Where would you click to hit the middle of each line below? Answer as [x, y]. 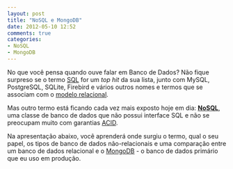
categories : [24, 40]
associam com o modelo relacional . [58, 94]
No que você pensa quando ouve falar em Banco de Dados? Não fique [109, 72]
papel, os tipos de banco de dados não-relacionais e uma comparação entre [117, 143]
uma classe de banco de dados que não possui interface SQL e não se [109, 115]
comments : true [29, 33]
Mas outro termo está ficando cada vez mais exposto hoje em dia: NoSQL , [114, 108]
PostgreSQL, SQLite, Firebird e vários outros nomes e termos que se [105, 87]
